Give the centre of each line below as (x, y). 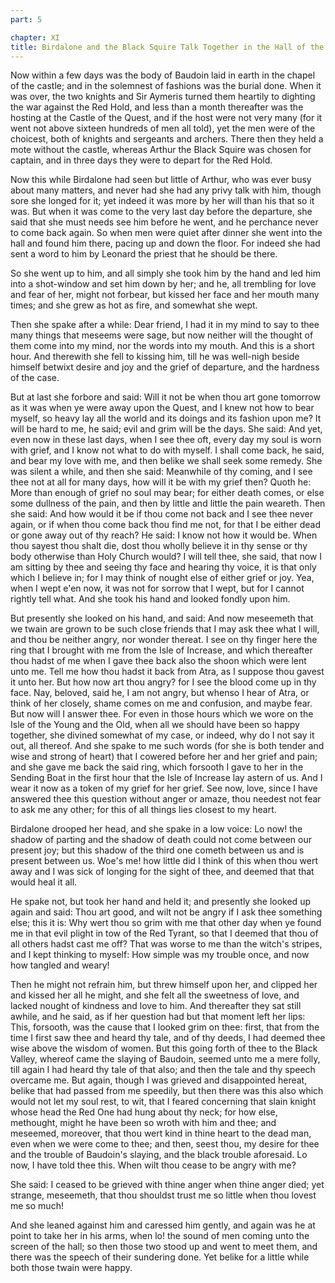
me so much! (37, 1206)
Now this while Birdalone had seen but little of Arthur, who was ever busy (161, 180)
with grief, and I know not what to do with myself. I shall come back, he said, (167, 450)
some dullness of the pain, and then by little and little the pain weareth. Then (168, 503)
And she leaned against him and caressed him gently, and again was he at (163, 1225)
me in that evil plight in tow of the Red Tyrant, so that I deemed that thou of (164, 933)
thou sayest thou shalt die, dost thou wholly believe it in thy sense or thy (159, 546)
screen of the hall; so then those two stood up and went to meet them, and (164, 1247)
